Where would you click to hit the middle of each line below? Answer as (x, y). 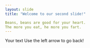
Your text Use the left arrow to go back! (45, 41)
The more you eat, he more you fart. (43, 27)
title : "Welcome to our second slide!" (45, 14)
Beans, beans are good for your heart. (45, 23)
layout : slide (19, 9)
